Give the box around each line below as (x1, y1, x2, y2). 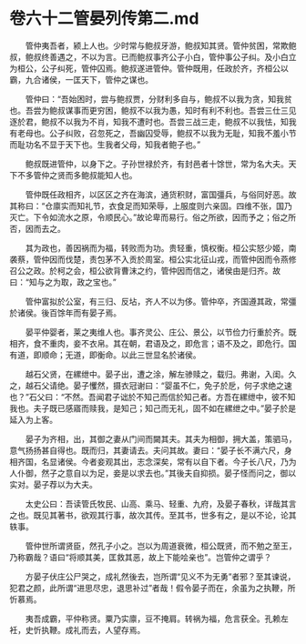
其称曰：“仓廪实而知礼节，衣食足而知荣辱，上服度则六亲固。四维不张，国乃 (9, 200, 293, 211)
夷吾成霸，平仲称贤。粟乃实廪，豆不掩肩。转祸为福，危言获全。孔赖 (25, 613, 280, 624)
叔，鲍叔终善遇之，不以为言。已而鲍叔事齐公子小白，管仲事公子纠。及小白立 (9, 51, 297, 62)
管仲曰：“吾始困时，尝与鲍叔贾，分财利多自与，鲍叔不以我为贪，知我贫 (25, 93, 293, 105)
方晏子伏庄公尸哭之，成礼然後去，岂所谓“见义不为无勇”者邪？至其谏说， (25, 570, 296, 582)
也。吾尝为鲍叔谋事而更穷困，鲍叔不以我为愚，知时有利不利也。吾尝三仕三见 (9, 105, 297, 116)
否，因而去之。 (9, 223, 66, 234)
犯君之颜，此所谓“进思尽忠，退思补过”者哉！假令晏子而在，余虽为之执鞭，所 (9, 582, 296, 593)
